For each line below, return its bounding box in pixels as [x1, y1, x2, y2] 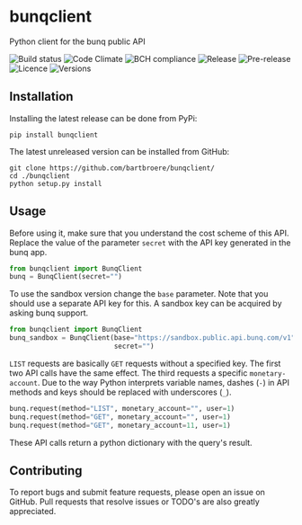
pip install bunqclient [9, 130, 99, 139]
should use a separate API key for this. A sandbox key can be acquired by [9, 298, 282, 309]
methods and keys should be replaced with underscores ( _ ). [9, 387, 232, 397]
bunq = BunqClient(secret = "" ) [9, 272, 123, 281]
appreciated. [9, 506, 57, 517]
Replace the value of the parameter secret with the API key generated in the [9, 236, 291, 248]
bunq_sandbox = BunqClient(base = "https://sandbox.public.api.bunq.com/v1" [9, 334, 296, 343]
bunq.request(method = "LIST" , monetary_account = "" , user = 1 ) [9, 404, 235, 413]
